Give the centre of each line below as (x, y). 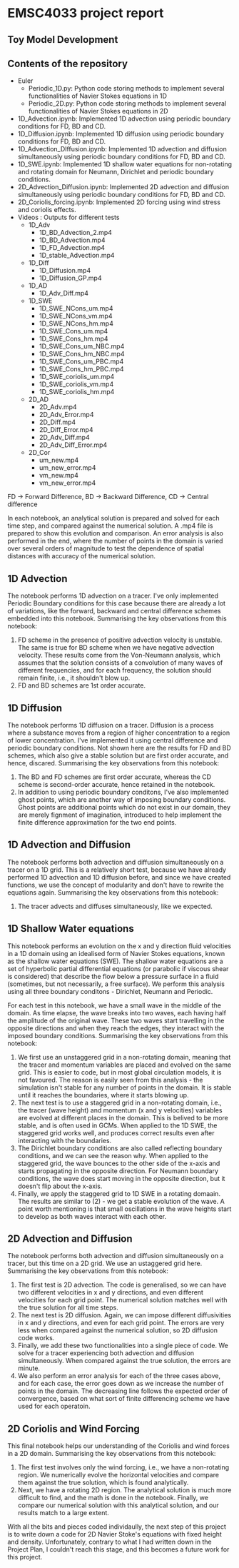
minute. (29, 1368)
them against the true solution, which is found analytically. (103, 1482)
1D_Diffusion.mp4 (65, 271)
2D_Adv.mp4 (58, 407)
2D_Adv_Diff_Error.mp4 (73, 445)
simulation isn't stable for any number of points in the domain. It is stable (124, 1087)
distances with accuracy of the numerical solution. (81, 556)
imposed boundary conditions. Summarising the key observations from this (118, 1035)
